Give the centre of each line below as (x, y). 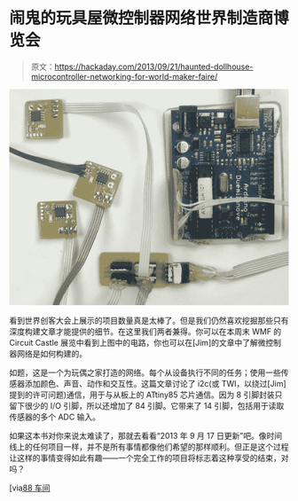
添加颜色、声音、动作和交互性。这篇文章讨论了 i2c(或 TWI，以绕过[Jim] (155, 384)
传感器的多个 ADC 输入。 (55, 417)
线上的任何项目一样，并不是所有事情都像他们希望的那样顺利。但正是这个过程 (149, 447)
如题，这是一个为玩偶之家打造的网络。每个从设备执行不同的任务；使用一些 (145, 372)
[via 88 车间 (30, 488)
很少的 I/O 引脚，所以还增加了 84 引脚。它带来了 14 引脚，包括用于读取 (154, 406)
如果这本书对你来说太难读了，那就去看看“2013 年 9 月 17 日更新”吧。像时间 (146, 436)
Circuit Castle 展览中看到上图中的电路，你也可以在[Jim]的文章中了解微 (137, 343)
